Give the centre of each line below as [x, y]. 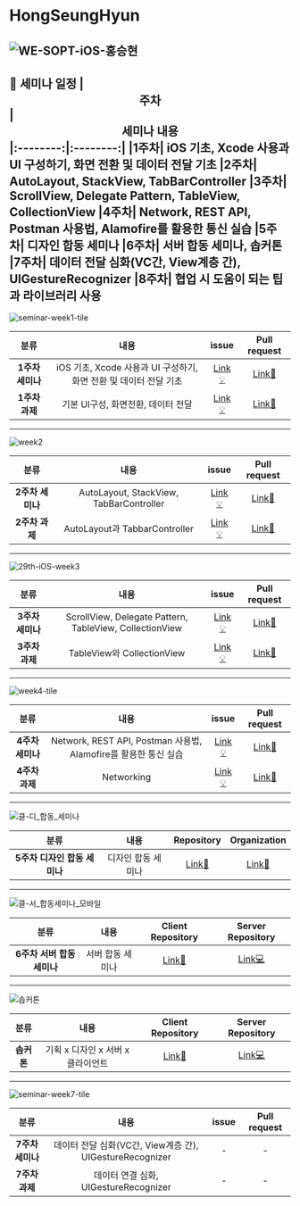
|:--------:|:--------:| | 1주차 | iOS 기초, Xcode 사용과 [150, 148]
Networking [127, 778]
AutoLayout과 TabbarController [129, 529]
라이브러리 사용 [62, 295]
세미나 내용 [150, 131]
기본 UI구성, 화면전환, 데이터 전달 [127, 404]
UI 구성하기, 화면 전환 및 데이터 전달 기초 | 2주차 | [133, 165]
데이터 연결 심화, [126, 1176]
